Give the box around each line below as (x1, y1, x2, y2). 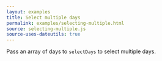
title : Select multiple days (6, 14, 81, 21)
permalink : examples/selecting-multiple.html (6, 20, 124, 26)
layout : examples (6, 8, 51, 15)
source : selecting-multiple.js (6, 25, 86, 32)
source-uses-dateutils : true (6, 31, 81, 37)
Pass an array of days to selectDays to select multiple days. (6, 48, 156, 55)
